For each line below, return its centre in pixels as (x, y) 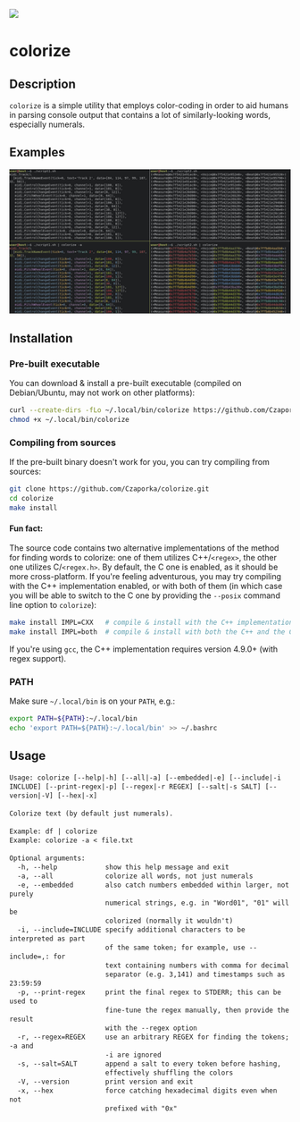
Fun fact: (26, 528)
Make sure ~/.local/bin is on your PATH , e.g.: (92, 701)
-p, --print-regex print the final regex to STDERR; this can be (149, 992)
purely (21, 894)
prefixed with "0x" (141, 1109)
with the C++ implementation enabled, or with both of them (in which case (146, 586)
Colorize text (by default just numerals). (92, 814)
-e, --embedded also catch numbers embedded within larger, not (154, 885)
